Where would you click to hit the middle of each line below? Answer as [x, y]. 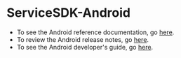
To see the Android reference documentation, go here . [95, 32]
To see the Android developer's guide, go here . [85, 47]
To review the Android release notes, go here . [82, 39]
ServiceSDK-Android [69, 13]
